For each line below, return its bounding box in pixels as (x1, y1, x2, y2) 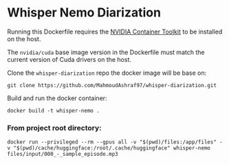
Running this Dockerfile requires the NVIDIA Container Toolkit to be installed (7, 27, 223, 36)
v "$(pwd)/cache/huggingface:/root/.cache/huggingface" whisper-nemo (7, 145, 211, 152)
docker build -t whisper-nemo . (7, 107, 100, 114)
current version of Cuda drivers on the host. (7, 55, 132, 63)
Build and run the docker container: (7, 94, 108, 102)
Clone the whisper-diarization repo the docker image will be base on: (7, 69, 207, 77)
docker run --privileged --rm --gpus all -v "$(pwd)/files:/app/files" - (7, 139, 223, 145)
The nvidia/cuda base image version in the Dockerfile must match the (7, 48, 205, 56)
